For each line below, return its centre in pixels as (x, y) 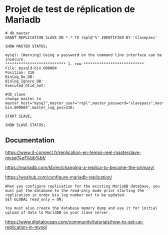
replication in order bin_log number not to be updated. (66, 195)
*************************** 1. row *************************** (74, 63)
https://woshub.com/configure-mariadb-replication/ (59, 177)
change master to (23, 98)
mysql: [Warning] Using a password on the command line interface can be (84, 55)
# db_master (17, 33)
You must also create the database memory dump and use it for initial (81, 208)
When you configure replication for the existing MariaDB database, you (82, 186)
